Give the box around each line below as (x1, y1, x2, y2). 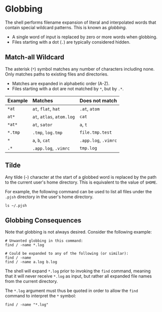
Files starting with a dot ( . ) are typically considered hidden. (12, 39, 131, 45)
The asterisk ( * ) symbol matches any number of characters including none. (5, 66, 155, 72)
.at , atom (79, 105, 100, 112)
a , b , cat (32, 137, 50, 143)
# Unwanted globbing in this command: (5, 238, 83, 243)
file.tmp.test (79, 129, 112, 135)
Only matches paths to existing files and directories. (5, 71, 109, 77)
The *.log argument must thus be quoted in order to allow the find (5, 288, 138, 294)
